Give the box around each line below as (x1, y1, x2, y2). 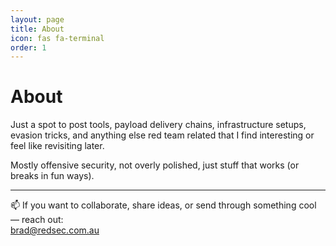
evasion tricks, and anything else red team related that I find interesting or (10, 129, 315, 141)
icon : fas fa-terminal (10, 33, 105, 43)
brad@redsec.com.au (10, 224, 100, 236)
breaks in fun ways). (10, 170, 95, 182)
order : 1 (10, 42, 47, 53)
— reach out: (10, 214, 64, 226)
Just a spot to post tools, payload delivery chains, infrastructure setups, (10, 119, 307, 131)
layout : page (10, 14, 65, 25)
